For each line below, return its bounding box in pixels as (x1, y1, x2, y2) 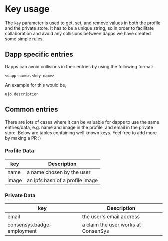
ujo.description (5, 91, 39, 97)
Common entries (5, 105, 58, 114)
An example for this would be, (5, 82, 67, 88)
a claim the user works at (82, 221, 141, 228)
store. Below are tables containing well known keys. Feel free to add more (5, 129, 157, 136)
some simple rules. (5, 36, 44, 42)
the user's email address (82, 213, 140, 220)
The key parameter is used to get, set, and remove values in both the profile (5, 20, 161, 26)
